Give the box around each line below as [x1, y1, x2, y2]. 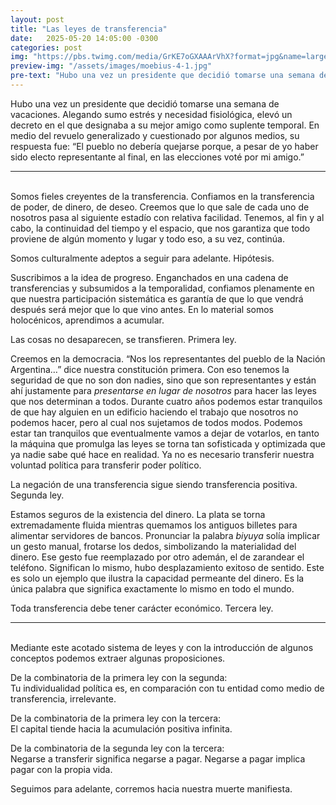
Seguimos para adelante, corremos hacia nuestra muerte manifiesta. [10, 782, 293, 795]
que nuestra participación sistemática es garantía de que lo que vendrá [10, 292, 304, 305]
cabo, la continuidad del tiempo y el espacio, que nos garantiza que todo [10, 222, 311, 234]
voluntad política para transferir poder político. [10, 459, 202, 471]
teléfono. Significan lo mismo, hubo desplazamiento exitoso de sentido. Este [10, 561, 325, 573]
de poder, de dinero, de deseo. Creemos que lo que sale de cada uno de [10, 201, 310, 213]
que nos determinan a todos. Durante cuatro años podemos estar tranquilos [10, 395, 323, 407]
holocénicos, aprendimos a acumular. [10, 314, 165, 326]
